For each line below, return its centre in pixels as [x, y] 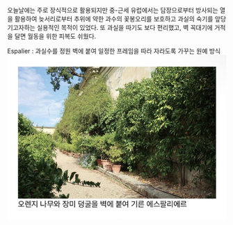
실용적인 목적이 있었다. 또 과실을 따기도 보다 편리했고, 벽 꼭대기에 [125, 27]
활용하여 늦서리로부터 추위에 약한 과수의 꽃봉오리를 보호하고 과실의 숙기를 [114, 19]
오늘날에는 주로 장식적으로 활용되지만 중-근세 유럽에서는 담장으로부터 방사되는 [113, 10]
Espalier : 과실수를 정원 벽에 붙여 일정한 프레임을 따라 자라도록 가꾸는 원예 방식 [114, 51]
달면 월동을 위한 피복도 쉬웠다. [55, 36]
